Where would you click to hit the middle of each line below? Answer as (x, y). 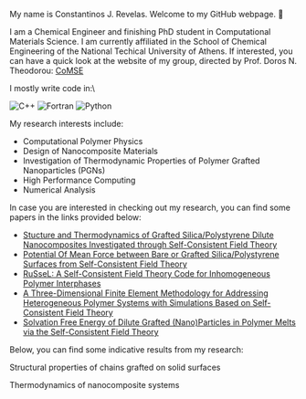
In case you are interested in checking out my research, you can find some (150, 207)
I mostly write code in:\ (53, 88)
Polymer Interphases (62, 283)
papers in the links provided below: (75, 217)
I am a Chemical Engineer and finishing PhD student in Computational (140, 31)
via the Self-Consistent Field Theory (90, 332)
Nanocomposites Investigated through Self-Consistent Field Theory (150, 245)
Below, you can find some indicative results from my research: (127, 350)
